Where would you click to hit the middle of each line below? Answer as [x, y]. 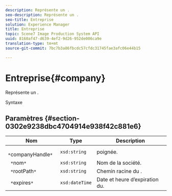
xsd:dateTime [76, 183]
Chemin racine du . [119, 171]
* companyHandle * [30, 154]
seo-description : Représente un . [42, 15]
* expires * [22, 183]
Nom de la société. [119, 163]
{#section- [62, 118]
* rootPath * [24, 171]
